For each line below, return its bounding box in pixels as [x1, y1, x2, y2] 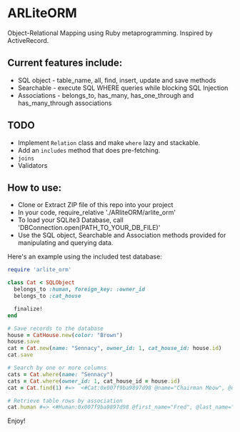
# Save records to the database [7, 325, 104, 332]
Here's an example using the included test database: [7, 252, 162, 261]
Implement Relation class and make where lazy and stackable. [17, 138, 201, 147]
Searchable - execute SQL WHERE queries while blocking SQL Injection [17, 84, 229, 92]
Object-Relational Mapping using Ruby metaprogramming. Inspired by [7, 29, 213, 37]
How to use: [7, 181, 62, 194]
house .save [7, 338, 40, 346]
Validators [17, 161, 48, 169]
